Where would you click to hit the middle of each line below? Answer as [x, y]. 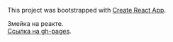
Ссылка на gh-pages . [40, 31]
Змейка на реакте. [35, 23]
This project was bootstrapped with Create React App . [87, 10]
